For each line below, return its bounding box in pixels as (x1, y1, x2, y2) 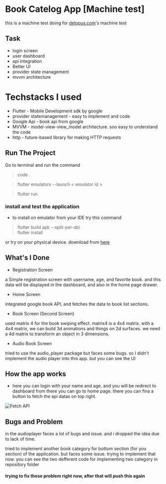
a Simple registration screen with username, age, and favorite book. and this (5, 276, 161, 282)
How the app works (5, 370, 66, 378)
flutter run (17, 191, 38, 197)
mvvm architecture (12, 74, 51, 80)
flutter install (17, 229, 43, 235)
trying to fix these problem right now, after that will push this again (5, 473, 145, 479)
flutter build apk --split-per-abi (17, 224, 80, 230)
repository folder (5, 462, 40, 468)
